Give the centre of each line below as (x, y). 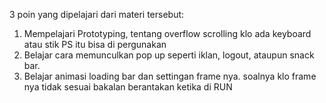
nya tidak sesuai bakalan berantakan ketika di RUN (128, 87)
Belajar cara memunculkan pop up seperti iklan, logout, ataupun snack (169, 55)
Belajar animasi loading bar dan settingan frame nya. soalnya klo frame (170, 76)
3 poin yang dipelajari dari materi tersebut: (97, 14)
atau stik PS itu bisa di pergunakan (95, 44)
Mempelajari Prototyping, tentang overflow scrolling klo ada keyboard (167, 33)
